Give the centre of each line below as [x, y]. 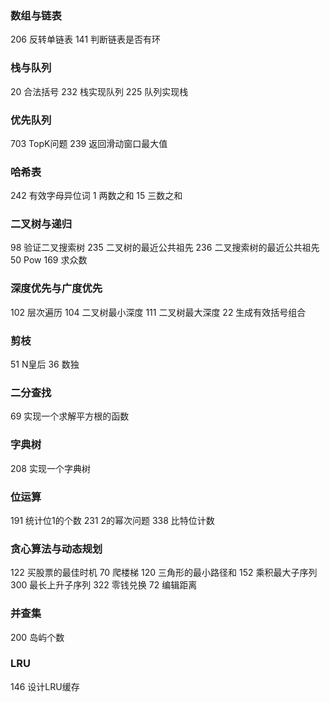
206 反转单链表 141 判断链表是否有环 [86, 39]
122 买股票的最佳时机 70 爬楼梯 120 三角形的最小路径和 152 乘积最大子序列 [164, 573]
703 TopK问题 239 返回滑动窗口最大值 [89, 143]
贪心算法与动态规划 [56, 549]
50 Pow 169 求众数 [49, 260]
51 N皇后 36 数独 [45, 364]
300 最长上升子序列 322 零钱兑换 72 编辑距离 [104, 585]
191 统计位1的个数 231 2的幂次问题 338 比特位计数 [112, 520]
